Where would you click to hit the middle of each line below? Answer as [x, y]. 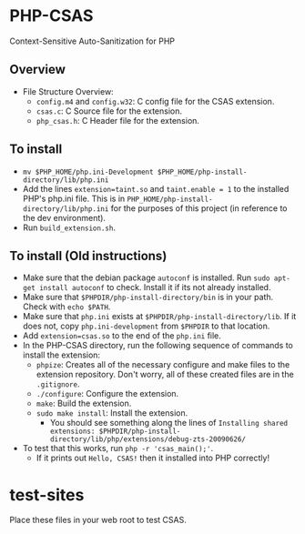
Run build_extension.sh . [69, 227]
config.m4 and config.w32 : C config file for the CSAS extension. [155, 101]
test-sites [47, 494]
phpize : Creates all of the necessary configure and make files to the [163, 365]
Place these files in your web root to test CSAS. [98, 520]
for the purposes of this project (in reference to [199, 208]
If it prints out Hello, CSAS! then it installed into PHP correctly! [153, 458]
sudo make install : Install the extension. [112, 413]
